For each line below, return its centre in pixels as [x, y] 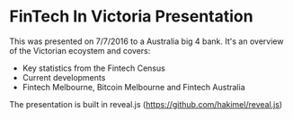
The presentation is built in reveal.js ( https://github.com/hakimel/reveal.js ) [146, 104]
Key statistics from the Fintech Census [94, 68]
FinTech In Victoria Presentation [131, 17]
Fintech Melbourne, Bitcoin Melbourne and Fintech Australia [133, 87]
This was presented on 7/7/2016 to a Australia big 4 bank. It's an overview [146, 41]
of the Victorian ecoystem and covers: [80, 50]
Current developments [64, 77]
